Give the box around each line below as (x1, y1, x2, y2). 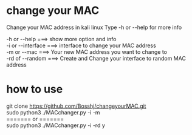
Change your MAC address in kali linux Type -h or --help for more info (6, 24, 182, 31)
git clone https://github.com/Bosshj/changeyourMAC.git (6, 102, 146, 110)
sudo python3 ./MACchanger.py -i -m (6, 108, 100, 116)
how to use (6, 82, 63, 96)
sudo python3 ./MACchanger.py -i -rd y (6, 122, 105, 129)
